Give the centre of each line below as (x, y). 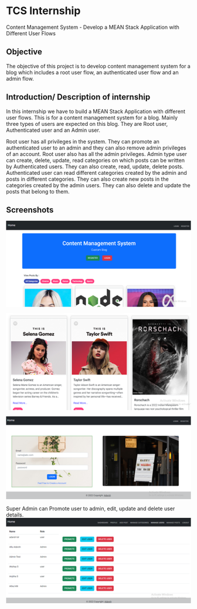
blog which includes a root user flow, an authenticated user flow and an (92, 72)
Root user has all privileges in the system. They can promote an (83, 141)
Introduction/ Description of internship (78, 97)
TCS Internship (43, 11)
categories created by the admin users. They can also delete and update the (98, 185)
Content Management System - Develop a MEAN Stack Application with (93, 27)
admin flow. (20, 78)
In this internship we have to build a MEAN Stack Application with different (96, 111)
